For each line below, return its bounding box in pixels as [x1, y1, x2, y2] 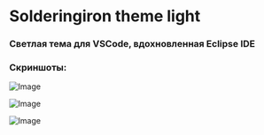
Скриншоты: [9, 62, 67, 74]
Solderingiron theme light [9, 6, 201, 26]
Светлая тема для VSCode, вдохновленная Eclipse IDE [9, 38, 255, 50]
